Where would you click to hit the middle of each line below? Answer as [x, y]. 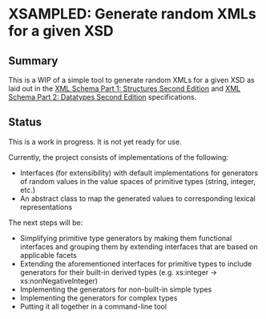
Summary [33, 61]
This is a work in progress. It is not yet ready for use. [95, 141]
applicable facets [48, 255]
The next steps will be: [46, 223]
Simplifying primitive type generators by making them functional [126, 238]
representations [46, 207]
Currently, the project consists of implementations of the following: [119, 157]
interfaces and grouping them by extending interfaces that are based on [139, 247]
